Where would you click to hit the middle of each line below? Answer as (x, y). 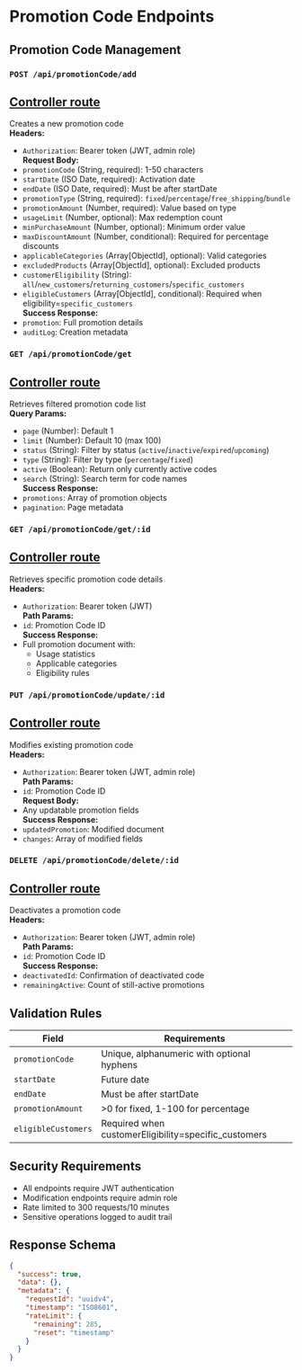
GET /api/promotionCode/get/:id (80, 529)
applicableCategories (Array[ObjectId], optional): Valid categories (144, 256)
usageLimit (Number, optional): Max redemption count (122, 218)
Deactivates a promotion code (65, 911)
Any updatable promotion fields (80, 810)
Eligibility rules (62, 672)
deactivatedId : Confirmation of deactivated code (113, 975)
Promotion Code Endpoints (112, 17)
